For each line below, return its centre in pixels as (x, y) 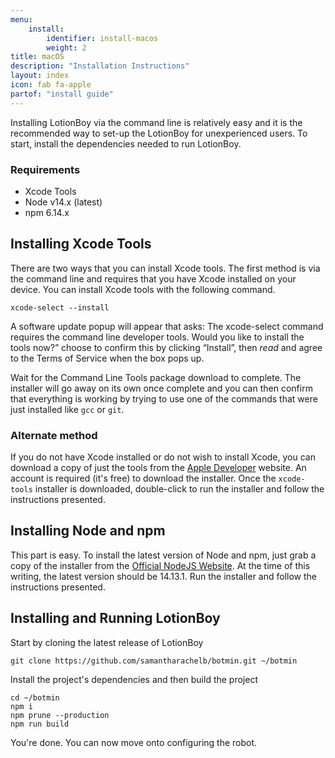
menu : (21, 19)
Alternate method (54, 435)
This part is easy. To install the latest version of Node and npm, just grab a (163, 555)
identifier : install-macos (102, 38)
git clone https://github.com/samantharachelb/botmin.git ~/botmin (154, 661)
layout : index (40, 76)
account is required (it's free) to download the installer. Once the (143, 478)
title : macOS (37, 57)
